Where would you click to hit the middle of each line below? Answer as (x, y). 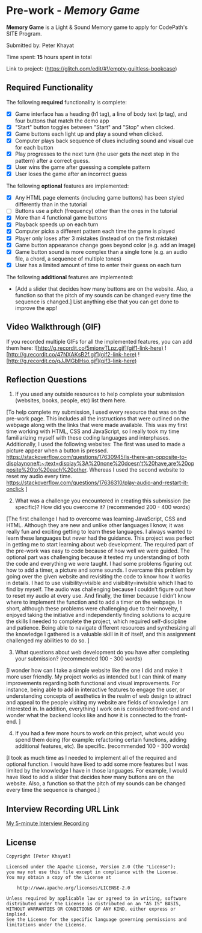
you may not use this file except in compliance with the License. (93, 872)
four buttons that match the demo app (62, 121)
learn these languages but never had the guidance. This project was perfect (100, 538)
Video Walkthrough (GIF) (54, 327)
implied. (17, 914)
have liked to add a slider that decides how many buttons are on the (90, 777)
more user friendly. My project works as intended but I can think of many (96, 677)
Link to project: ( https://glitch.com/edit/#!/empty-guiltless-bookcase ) (92, 68)
